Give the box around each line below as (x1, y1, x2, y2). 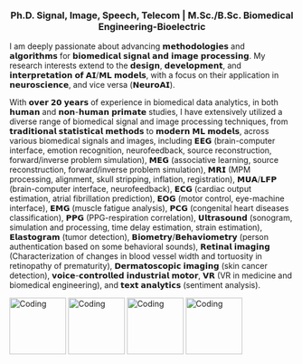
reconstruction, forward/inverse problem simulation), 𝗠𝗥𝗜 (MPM (9, 164, 251, 176)
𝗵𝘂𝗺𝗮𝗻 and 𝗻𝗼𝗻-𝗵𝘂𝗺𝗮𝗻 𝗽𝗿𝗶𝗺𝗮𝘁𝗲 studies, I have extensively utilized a (9, 107, 283, 118)
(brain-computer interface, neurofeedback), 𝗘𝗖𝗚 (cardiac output (9, 184, 251, 195)
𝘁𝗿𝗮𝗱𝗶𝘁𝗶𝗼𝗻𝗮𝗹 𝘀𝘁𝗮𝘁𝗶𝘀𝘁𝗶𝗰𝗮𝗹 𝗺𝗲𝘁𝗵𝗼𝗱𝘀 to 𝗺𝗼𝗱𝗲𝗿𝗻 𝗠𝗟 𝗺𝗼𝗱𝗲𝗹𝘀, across (9, 126, 269, 137)
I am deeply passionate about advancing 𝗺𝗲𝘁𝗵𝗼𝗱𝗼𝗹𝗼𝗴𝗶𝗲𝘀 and (9, 41, 246, 52)
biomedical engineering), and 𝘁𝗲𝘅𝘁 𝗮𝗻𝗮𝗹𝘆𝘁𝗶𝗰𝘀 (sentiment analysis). (9, 280, 260, 291)
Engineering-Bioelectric (98, 20, 206, 33)
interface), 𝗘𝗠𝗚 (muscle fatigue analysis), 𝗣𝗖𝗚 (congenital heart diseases (9, 203, 289, 214)
